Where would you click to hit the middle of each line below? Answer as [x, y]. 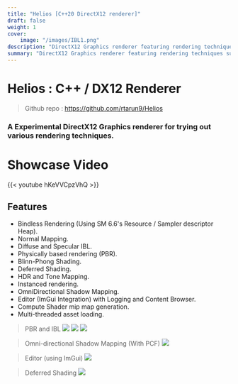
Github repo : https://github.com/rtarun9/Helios [93, 108]
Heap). [27, 231]
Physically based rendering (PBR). [67, 254]
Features [27, 207]
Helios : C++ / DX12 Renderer [95, 89]
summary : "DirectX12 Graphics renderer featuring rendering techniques [115, 54]
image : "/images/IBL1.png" [60, 40]
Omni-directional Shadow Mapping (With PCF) [92, 344]
